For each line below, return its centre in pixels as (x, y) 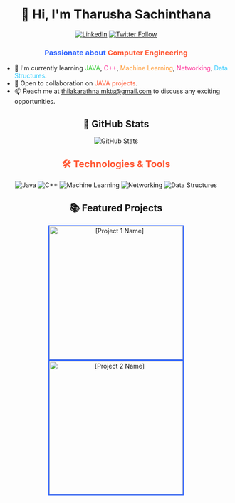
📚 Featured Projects (116, 208)
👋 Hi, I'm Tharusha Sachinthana (116, 15)
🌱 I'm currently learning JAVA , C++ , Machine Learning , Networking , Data (121, 68)
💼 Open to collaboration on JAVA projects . (75, 83)
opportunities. (35, 102)
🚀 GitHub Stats (116, 124)
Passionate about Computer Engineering (116, 53)
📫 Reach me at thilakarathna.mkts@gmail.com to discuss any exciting (117, 91)
